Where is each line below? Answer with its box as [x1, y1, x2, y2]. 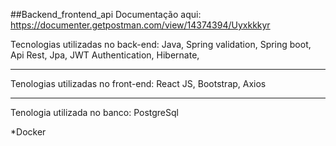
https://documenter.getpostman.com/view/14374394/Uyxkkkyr [10, 19, 271, 31]
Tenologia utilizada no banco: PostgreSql [10, 107, 179, 118]
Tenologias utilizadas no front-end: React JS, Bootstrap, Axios [10, 78, 267, 89]
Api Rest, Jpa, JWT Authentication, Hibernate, [10, 49, 200, 61]
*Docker [10, 126, 47, 138]
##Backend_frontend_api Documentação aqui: [10, 9, 202, 20]
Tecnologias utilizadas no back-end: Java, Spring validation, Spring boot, [10, 39, 312, 50]
